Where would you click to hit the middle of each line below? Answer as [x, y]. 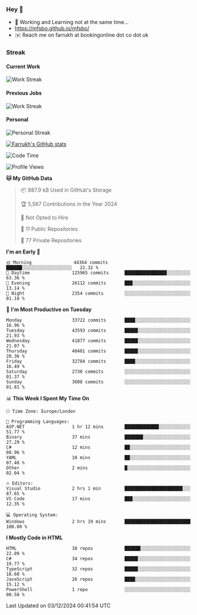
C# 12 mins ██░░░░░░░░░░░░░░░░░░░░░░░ [98, 447]
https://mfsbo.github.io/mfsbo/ [52, 28]
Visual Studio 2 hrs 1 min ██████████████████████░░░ [98, 488]
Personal [17, 119]
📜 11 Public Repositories [49, 229]
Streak [16, 52]
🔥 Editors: [20, 483]
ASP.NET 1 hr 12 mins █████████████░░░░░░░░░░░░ [98, 427]
